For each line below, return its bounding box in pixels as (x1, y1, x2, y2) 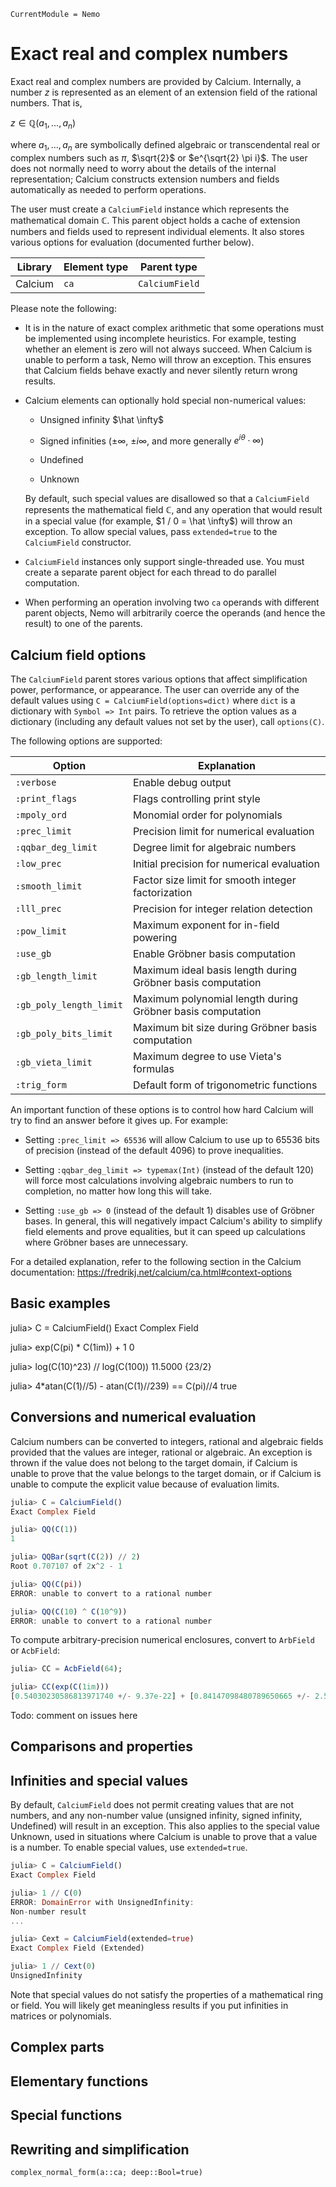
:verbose (15, 777, 57, 788)
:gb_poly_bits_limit (15, 1028, 113, 1039)
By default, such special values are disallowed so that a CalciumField (24, 493, 310, 505)
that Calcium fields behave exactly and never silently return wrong (24, 364, 298, 376)
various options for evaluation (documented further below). (10, 236, 255, 248)
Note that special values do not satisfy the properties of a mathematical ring (10, 1988, 324, 2000)
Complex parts (10, 2039, 105, 2056)
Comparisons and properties (10, 1738, 193, 1755)
